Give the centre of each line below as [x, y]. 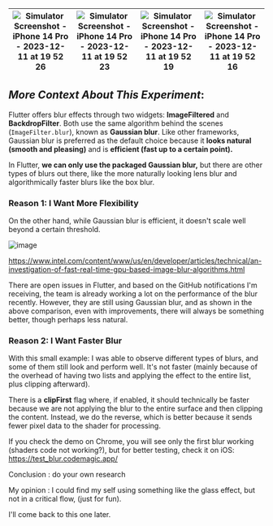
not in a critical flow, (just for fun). [65, 499]
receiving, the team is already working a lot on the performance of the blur [133, 294]
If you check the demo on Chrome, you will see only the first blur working [131, 442]
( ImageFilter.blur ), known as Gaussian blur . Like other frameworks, [124, 131]
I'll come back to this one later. [60, 515]
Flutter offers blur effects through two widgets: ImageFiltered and [119, 114]
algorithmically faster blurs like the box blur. [82, 182]
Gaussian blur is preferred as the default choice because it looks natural [130, 140]
